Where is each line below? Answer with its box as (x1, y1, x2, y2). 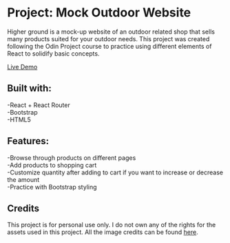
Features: (7, 135, 50, 147)
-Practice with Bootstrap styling (7, 183, 98, 191)
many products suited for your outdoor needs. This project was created (7, 34, 210, 43)
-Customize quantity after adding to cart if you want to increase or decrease (7, 168, 224, 176)
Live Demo (7, 62, 38, 71)
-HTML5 (7, 115, 31, 124)
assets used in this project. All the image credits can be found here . (7, 228, 198, 236)
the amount (7, 175, 40, 183)
